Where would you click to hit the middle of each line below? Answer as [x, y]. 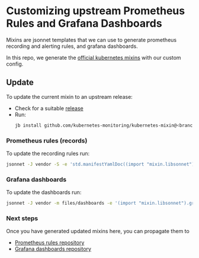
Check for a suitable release [49, 108]
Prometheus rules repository [49, 243]
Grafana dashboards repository [53, 249]
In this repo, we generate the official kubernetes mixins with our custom [94, 57]
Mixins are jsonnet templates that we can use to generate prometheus [91, 40]
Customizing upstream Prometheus [96, 11]
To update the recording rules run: [48, 153]
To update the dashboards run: [44, 192]
